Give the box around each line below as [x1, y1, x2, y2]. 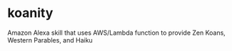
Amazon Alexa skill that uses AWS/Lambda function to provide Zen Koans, [7, 28, 226, 37]
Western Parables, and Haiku [7, 35, 93, 44]
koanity [7, 5, 54, 21]
